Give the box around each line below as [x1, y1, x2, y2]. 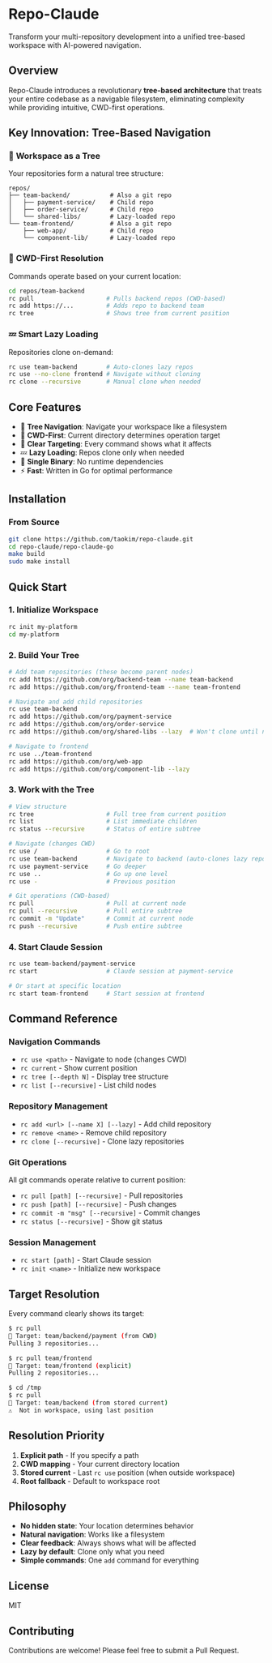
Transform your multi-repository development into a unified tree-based [8, 32, 245, 41]
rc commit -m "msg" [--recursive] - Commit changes [19, 1208, 201, 1217]
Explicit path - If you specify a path [19, 1450, 139, 1460]
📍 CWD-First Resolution [8, 253, 104, 264]
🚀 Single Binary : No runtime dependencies [19, 456, 164, 466]
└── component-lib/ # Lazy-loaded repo [23, 234, 176, 242]
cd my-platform [8, 630, 60, 639]
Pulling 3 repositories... [8, 1339, 100, 1348]
